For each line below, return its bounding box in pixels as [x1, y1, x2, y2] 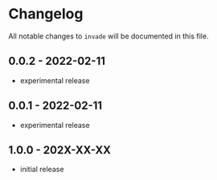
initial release [19, 165, 64, 174]
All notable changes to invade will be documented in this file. [8, 31, 209, 41]
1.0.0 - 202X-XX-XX [8, 143, 111, 157]
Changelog [8, 5, 84, 23]
